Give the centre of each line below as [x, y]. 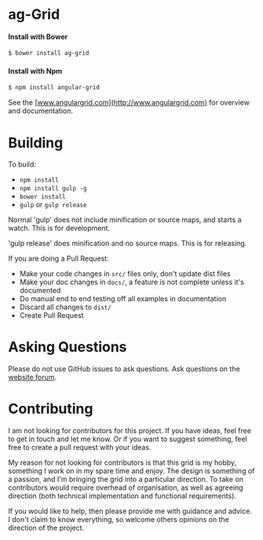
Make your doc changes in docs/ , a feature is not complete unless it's [132, 282]
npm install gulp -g [53, 189]
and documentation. [40, 111]
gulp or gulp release [53, 205]
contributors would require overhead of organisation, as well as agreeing [126, 487]
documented [40, 290]
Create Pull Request [51, 316]
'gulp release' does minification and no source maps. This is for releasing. [128, 243]
